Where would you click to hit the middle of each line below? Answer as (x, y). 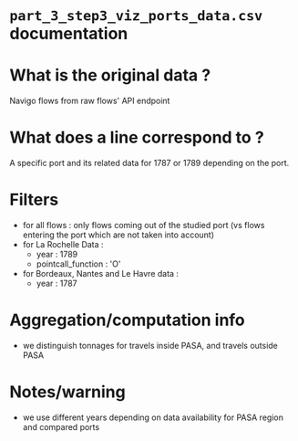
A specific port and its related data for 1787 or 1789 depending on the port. (149, 163)
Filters (34, 200)
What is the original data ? (110, 75)
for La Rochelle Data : (63, 244)
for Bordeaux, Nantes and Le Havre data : (101, 273)
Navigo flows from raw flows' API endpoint (90, 101)
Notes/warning (67, 392)
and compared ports (61, 426)
